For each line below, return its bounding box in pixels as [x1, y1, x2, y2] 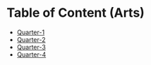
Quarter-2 [16, 35, 46, 43]
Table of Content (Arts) [6, 5, 145, 21]
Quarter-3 [16, 43, 47, 51]
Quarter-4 [16, 50, 47, 59]
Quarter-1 [16, 28, 45, 36]
